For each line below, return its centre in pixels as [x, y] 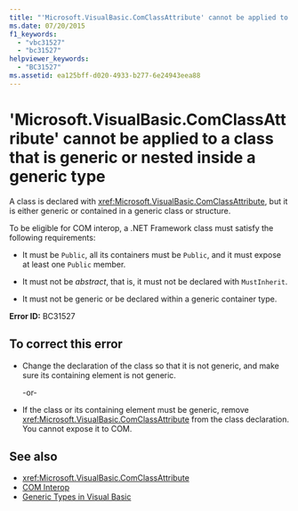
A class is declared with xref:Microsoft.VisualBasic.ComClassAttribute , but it [149, 201]
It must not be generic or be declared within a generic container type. [149, 299]
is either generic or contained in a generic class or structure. [120, 210]
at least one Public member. [74, 264]
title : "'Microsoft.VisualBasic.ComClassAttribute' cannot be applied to [149, 17]
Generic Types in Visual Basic [77, 497]
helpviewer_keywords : [49, 59]
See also [33, 456]
